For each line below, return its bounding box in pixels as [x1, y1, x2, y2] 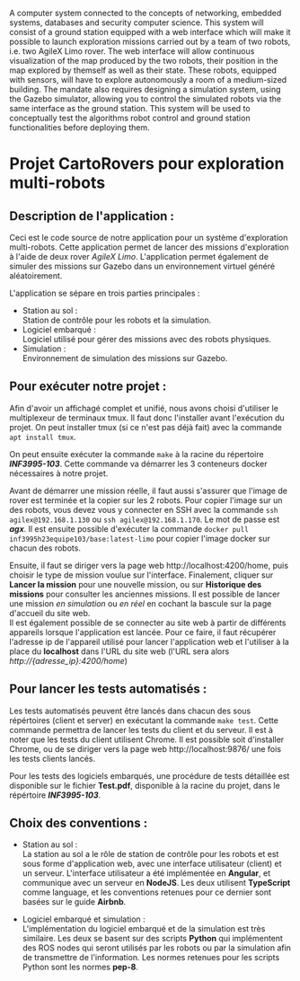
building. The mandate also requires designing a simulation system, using [9, 84, 281, 94]
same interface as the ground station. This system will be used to [9, 103, 251, 113]
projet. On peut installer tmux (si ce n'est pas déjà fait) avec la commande [9, 421, 283, 432]
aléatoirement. [9, 270, 63, 281]
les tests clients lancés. [9, 753, 96, 764]
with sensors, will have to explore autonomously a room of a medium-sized [9, 75, 287, 84]
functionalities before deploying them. [9, 122, 150, 133]
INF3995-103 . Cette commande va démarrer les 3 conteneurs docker [9, 458, 268, 469]
